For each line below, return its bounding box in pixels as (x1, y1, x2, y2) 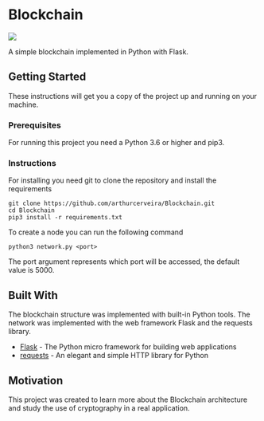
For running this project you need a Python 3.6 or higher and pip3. (8, 138, 225, 148)
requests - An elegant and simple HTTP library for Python (19, 351, 209, 360)
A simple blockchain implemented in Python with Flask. (8, 46, 189, 57)
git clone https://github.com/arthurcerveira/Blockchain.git (8, 199, 215, 208)
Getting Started (8, 70, 87, 84)
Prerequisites (8, 120, 61, 131)
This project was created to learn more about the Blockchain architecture (8, 395, 248, 404)
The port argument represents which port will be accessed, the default (8, 257, 240, 266)
